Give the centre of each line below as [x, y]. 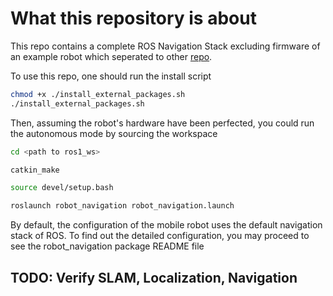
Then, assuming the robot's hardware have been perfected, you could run [162, 123]
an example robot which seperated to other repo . [111, 56]
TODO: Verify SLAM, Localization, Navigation [154, 277]
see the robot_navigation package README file [107, 246]
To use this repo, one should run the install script [111, 76]
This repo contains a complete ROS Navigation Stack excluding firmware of [165, 46]
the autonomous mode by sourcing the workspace [114, 133]
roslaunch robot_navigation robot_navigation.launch [122, 206]
